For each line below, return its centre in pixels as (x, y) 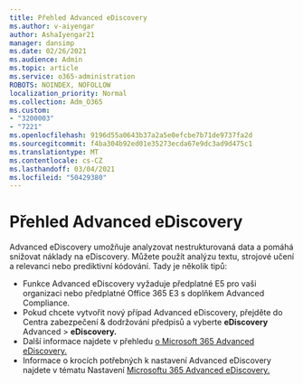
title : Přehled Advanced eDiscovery (78, 18)
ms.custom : (30, 110)
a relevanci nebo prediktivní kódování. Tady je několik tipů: (118, 267)
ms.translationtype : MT (54, 152)
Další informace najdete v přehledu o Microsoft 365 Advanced (138, 342)
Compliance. (46, 303)
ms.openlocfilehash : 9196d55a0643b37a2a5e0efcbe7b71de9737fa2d (131, 136)
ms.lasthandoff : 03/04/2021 (62, 169)
